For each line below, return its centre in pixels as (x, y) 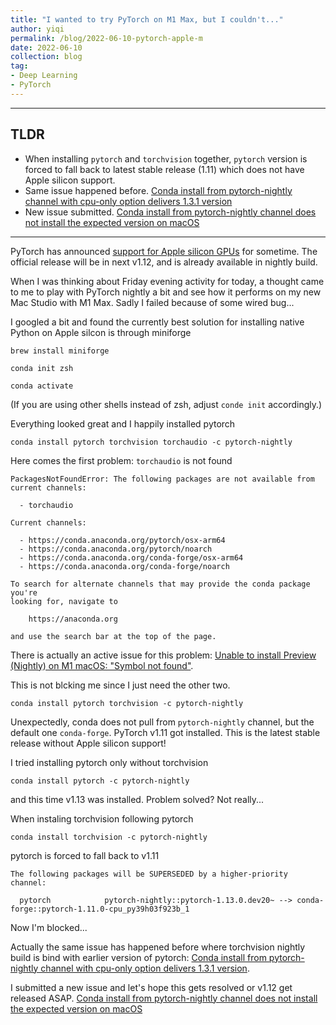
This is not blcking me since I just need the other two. (120, 685)
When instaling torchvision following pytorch (102, 818)
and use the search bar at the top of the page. (113, 636)
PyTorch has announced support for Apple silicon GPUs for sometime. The (164, 251)
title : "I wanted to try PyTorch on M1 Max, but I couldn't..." (147, 19)
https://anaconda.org (73, 619)
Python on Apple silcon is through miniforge (101, 332)
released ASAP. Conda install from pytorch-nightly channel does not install (164, 998)
